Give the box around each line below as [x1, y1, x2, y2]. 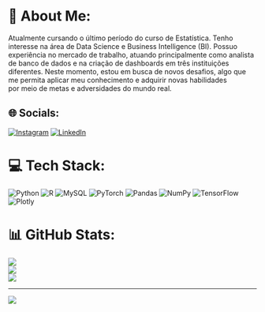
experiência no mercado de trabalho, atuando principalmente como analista [8, 50, 255, 59]
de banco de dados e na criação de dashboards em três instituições [8, 58, 230, 68]
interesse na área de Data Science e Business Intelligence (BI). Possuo [8, 41, 238, 51]
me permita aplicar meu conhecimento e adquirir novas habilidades [8, 75, 227, 85]
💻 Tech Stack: [8, 156, 106, 175]
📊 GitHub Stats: [8, 225, 116, 243]
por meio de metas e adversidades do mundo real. [8, 83, 172, 93]
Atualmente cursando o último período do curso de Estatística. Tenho [8, 33, 233, 43]
